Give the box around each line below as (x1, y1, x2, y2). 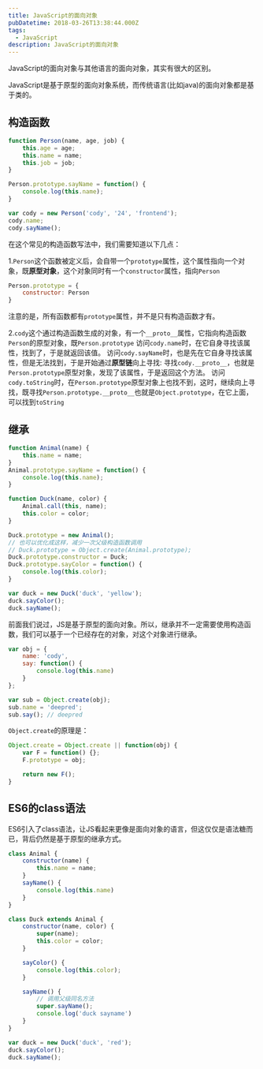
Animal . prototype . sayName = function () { (8, 466, 146, 474)
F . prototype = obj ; (22, 757, 87, 764)
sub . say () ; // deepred (8, 711, 83, 719)
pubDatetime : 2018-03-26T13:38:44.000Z (8, 19, 139, 27)
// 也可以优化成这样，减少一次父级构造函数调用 (8, 538, 143, 547)
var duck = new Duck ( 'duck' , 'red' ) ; (8, 1038, 132, 1046)
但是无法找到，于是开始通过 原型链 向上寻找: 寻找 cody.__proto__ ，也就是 (21, 358, 255, 368)
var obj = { (8, 645, 47, 653)
